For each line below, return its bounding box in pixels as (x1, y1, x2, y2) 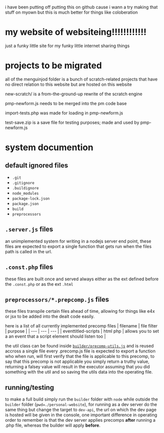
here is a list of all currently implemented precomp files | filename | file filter (5, 323, 158, 329)
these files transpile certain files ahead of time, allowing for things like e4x (5, 308, 155, 314)
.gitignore (12, 180, 35, 186)
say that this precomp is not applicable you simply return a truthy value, (5, 358, 150, 365)
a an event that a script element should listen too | (5, 333, 106, 339)
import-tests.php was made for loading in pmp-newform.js (5, 110, 123, 116)
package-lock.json (12, 196, 50, 201)
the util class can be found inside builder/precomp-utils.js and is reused (5, 343, 154, 349)
